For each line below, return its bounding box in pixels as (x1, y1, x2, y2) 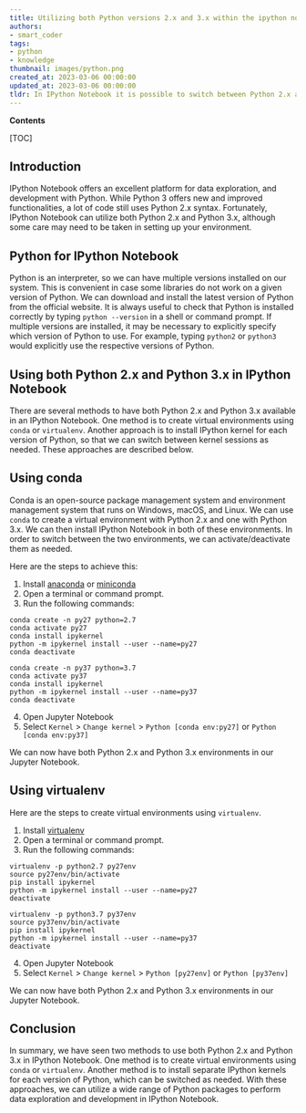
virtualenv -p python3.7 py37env (9, 910, 137, 919)
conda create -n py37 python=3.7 (9, 663, 137, 672)
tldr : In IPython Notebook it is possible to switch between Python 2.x (9, 89, 291, 99)
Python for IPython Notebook (9, 248, 179, 264)
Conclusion (9, 1021, 76, 1036)
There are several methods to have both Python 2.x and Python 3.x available (9, 405, 296, 416)
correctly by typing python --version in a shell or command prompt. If (9, 311, 272, 322)
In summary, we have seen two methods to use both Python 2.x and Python (9, 1045, 293, 1056)
